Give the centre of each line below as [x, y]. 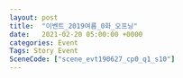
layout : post [34, 17]
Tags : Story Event [44, 51]
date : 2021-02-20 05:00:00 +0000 [76, 34]
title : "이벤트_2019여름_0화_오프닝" [73, 26]
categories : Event [44, 43]
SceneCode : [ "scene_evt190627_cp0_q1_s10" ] [92, 59]
